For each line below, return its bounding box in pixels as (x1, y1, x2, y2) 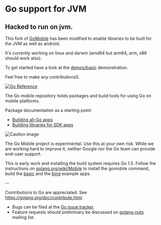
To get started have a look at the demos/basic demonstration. (5, 64, 129, 70)
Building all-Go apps (12, 117, 53, 122)
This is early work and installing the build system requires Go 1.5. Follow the (5, 161, 156, 166)
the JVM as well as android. (5, 41, 61, 47)
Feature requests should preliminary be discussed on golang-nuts (12, 209, 144, 215)
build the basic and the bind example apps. (5, 171, 91, 177)
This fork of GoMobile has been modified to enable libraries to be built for (5, 35, 152, 41)
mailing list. (12, 214, 35, 220)
